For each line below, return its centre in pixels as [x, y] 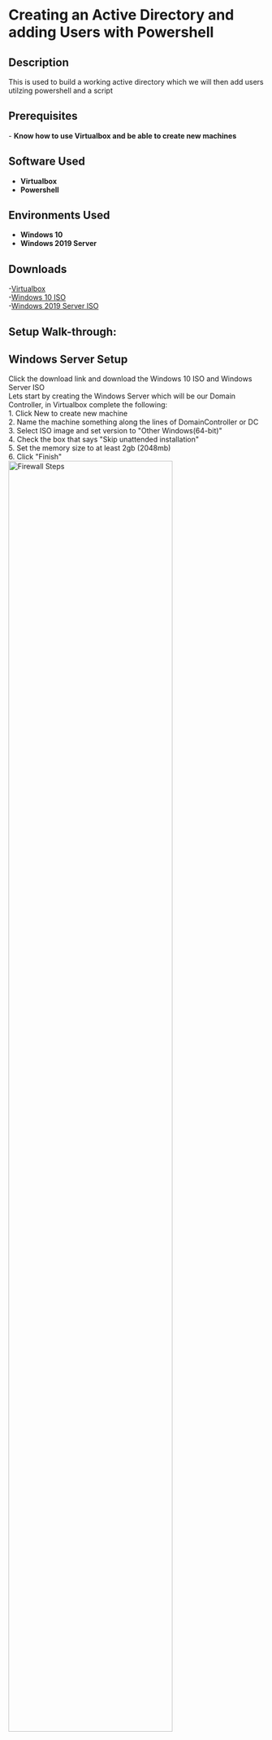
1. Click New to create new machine [68, 414]
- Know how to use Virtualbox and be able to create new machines [123, 135]
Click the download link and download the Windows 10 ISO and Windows [130, 379]
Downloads [38, 269]
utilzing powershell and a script [61, 90]
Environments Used [59, 215]
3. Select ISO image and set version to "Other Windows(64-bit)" [115, 431]
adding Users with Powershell [111, 32]
